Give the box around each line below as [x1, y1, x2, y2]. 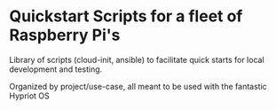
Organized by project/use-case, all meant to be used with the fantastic [9, 81, 268, 91]
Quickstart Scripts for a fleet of [9, 6, 243, 27]
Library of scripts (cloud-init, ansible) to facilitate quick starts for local [9, 54, 264, 65]
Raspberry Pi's [9, 25, 121, 45]
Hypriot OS [9, 90, 51, 101]
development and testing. [9, 64, 103, 75]
